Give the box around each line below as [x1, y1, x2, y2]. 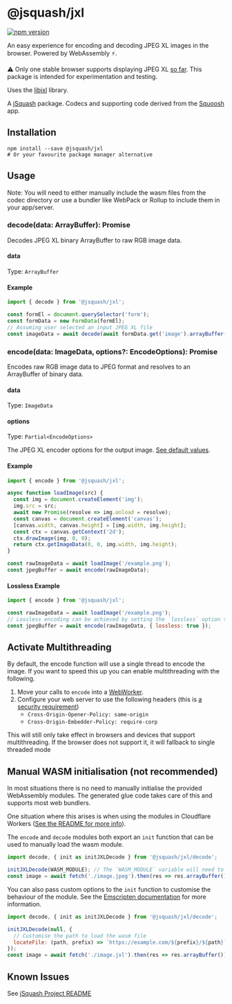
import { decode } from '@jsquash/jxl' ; [7, 299, 126, 306]
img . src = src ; [13, 502, 57, 510]
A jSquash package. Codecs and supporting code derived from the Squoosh [7, 99, 224, 107]
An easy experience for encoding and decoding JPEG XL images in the [7, 41, 209, 49]
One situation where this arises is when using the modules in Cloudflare [7, 812, 211, 820]
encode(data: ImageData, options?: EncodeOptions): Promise [7, 346, 218, 356]
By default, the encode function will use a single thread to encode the [7, 660, 205, 668]
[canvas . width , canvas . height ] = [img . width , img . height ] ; [13, 522, 187, 529]
